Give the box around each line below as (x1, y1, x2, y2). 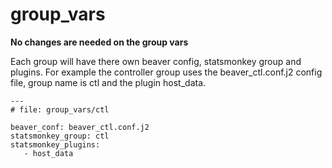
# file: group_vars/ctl (10, 104, 110, 115)
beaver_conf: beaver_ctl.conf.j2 (10, 122, 150, 132)
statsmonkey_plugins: (10, 139, 101, 150)
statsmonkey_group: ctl (10, 131, 110, 141)
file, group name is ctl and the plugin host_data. (10, 76, 207, 88)
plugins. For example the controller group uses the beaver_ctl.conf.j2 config (10, 66, 323, 78)
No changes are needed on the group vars (10, 36, 189, 48)
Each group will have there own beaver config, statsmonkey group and (10, 55, 302, 67)
